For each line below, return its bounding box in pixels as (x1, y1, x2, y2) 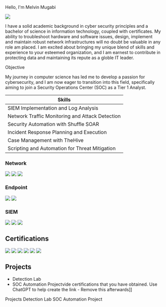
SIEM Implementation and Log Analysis (7, 105, 99, 111)
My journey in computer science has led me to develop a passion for (5, 74, 145, 80)
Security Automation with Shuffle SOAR (7, 121, 99, 127)
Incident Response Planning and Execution (7, 129, 107, 135)
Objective (5, 64, 25, 70)
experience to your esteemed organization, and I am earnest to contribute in (5, 50, 161, 55)
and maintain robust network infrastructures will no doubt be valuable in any (5, 39, 161, 45)
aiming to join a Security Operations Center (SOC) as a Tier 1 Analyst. (5, 84, 147, 90)
